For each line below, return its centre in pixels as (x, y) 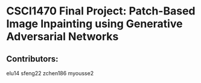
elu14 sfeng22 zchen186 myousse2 (50, 73)
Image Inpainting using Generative (94, 24)
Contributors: (32, 59)
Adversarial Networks (62, 37)
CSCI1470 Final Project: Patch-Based (101, 11)
